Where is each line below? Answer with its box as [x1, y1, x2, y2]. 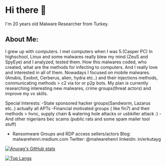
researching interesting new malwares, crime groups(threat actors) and [5, 85, 152, 91]
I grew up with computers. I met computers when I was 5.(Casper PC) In [5, 48, 153, 54]
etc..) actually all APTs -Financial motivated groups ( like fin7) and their [5, 105, 150, 111]
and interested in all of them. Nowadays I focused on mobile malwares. [5, 69, 151, 75]
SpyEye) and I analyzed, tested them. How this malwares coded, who [5, 59, 147, 65]
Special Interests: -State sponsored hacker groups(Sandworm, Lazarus [5, 100, 151, 106]
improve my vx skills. [5, 90, 48, 96]
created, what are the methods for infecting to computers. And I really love [5, 64, 158, 70]
